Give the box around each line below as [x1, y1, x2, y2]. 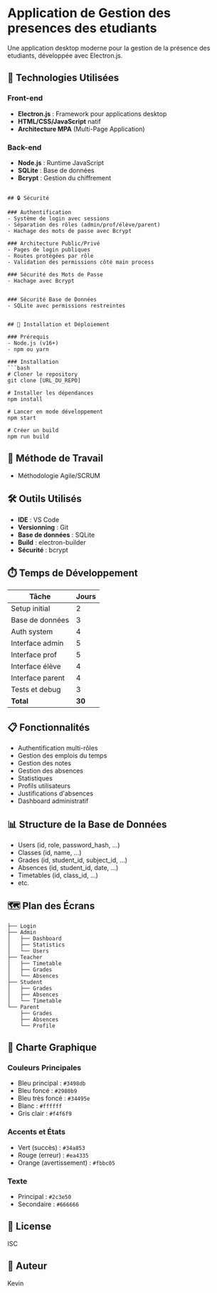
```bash [7, 365, 31, 372]
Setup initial [11, 604, 51, 614]
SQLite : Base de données [17, 166, 95, 174]
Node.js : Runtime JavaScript [17, 158, 105, 167]
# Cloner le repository [7, 370, 78, 378]
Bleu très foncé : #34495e [17, 1094, 90, 1103]
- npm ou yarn [7, 345, 50, 353]
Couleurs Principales [7, 1063, 82, 1073]
